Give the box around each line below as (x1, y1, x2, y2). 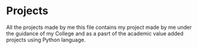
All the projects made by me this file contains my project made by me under (6, 24, 192, 31)
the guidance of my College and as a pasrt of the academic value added (6, 30, 184, 37)
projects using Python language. (6, 36, 86, 43)
